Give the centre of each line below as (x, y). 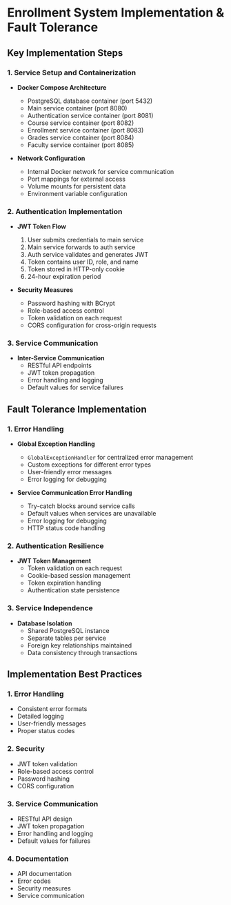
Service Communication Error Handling (74, 493)
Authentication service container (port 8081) (90, 115)
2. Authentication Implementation (65, 211)
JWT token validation (47, 763)
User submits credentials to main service (86, 240)
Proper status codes (46, 731)
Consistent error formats (52, 709)
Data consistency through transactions (82, 652)
